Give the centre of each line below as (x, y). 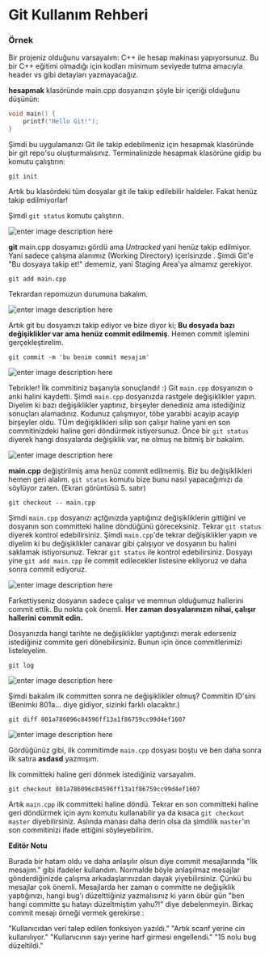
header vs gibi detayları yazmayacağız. (74, 75)
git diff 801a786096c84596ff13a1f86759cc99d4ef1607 (97, 720)
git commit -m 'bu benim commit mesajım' (79, 357)
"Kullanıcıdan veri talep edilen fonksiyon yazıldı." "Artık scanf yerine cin (127, 929)
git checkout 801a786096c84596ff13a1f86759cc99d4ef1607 (104, 790)
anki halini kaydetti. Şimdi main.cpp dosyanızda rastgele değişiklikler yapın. (132, 397)
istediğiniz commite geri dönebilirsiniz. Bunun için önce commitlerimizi (125, 642)
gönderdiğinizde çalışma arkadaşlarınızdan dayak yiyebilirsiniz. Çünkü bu (130, 879)
